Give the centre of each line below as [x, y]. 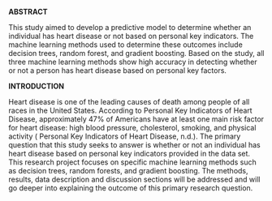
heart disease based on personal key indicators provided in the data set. [129, 154]
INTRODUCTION [37, 86]
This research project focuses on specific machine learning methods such [133, 162]
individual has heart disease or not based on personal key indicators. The [131, 36]
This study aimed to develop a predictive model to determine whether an [130, 27]
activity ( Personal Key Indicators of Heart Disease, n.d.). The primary [125, 136]
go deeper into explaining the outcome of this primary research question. [131, 188]
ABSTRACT [28, 12]
